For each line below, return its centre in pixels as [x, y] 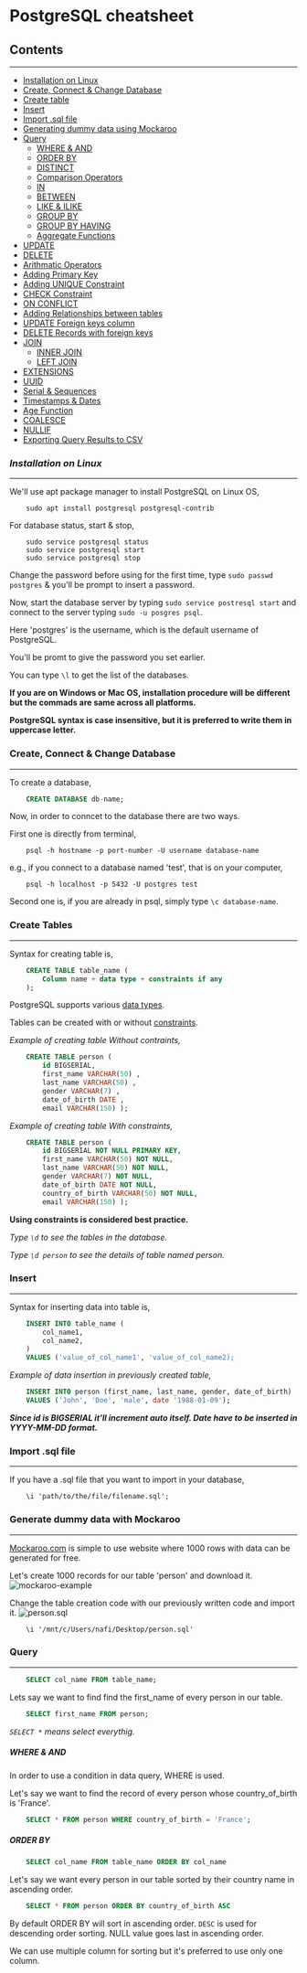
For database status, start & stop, [72, 526]
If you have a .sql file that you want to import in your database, [127, 1480]
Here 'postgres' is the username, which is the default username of [134, 630]
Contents [37, 50]
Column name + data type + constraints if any [132, 979]
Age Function [48, 411]
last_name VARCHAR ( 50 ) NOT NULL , [106, 1168]
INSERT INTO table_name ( [75, 1323]
